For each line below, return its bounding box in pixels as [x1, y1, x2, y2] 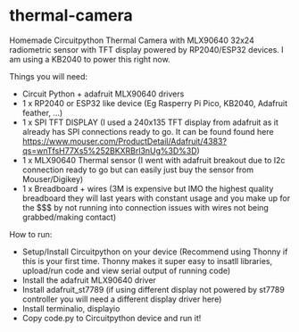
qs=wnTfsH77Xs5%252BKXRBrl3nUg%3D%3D [21, 145, 198, 156]
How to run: [9, 228, 53, 239]
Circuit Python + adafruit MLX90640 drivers [21, 88, 185, 99]
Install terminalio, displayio [21, 303, 120, 313]
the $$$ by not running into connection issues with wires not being [21, 202, 270, 212]
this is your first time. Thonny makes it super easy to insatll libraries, [21, 255, 273, 266]
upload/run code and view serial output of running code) [21, 265, 231, 276]
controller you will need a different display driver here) [21, 294, 222, 304]
